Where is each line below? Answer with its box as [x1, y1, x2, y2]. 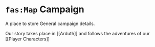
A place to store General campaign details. [5, 20, 95, 27]
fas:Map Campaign [5, 4, 84, 15]
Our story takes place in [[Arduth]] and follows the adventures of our [5, 30, 150, 36]
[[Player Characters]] [5, 36, 50, 42]
